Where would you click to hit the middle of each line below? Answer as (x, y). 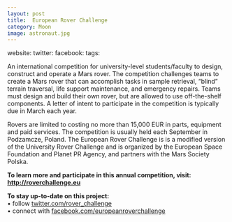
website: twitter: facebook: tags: (53, 53)
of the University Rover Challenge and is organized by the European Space (115, 147)
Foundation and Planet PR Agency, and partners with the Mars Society (108, 154)
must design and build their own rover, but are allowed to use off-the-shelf (114, 96)
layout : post (26, 14)
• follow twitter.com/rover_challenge (59, 204)
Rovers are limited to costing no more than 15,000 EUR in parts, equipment (114, 125)
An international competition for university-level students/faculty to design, (115, 66)
